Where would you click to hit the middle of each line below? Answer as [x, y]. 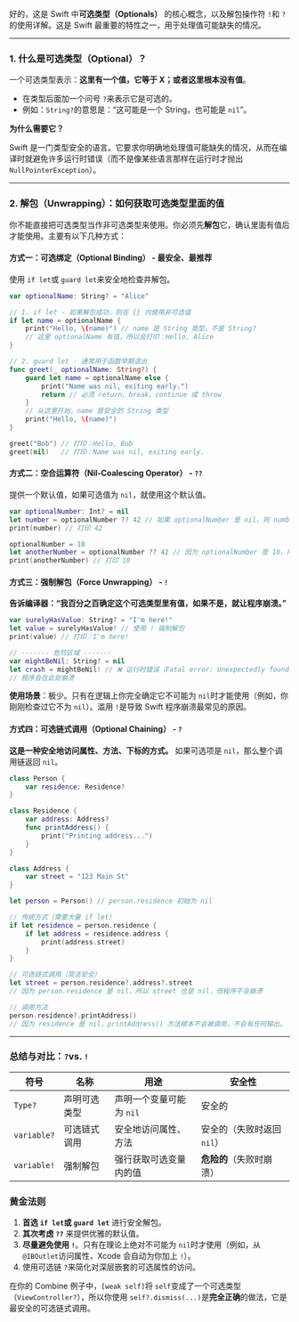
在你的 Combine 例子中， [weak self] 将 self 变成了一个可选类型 [125, 1286]
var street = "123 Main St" [77, 877]
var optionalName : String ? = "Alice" [79, 296]
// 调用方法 [29, 1007]
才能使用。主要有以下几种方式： [68, 236]
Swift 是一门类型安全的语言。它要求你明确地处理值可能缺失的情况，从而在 [145, 148]
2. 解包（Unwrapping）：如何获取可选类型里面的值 [117, 204]
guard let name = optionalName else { [97, 377]
